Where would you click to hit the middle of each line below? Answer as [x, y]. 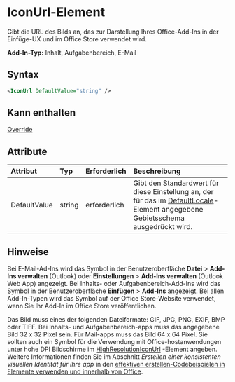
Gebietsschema [159, 218]
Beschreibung [157, 171]
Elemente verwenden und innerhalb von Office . [75, 371]
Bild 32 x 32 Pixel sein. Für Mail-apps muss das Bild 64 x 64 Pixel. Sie [108, 334]
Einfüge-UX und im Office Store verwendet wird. [77, 39]
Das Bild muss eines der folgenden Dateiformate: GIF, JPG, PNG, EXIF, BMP [116, 320]
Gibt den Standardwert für [176, 183]
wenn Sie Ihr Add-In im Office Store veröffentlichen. [82, 306]
